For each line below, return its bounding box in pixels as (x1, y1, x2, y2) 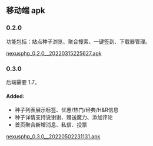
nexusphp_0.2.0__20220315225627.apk (6, 50, 102, 57)
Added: (6, 92, 25, 99)
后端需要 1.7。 (6, 79, 40, 86)
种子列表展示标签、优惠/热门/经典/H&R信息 (14, 106, 119, 113)
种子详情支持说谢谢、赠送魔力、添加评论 (14, 114, 113, 121)
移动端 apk (6, 5, 45, 16)
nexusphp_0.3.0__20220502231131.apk (6, 133, 101, 140)
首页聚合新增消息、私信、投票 (14, 121, 87, 128)
